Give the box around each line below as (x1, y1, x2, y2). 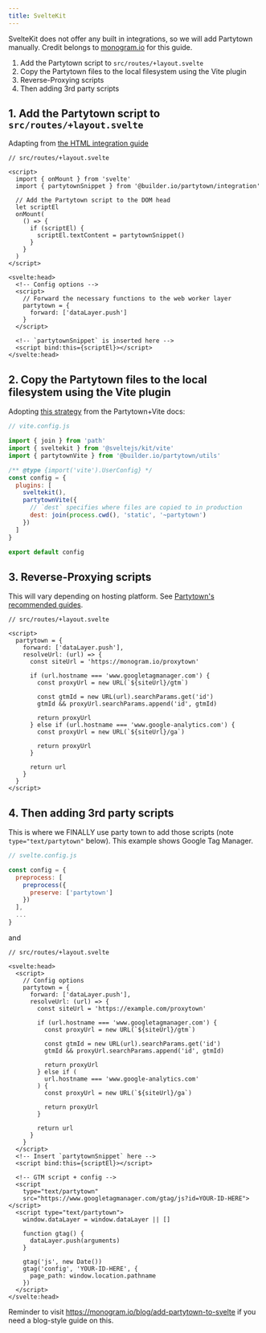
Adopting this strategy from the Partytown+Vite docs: (8, 407, 186, 416)
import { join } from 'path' (8, 437, 106, 445)
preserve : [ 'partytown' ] (29, 889, 113, 897)
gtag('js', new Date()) (23, 1257, 103, 1266)
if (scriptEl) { (29, 224, 84, 233)
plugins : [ (15, 481, 52, 489)
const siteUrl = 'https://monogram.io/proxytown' (29, 658, 199, 666)
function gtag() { (23, 1229, 84, 1237)
